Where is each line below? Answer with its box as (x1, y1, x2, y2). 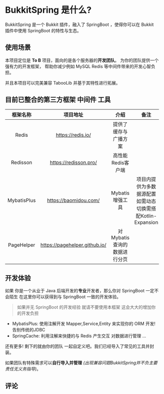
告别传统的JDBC (12, 327, 45, 333)
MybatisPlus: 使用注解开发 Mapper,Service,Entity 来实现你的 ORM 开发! (12, 321, 156, 327)
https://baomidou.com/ (47, 197, 100, 203)
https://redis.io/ (56, 131, 91, 138)
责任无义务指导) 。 (5, 366, 41, 372)
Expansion (134, 219, 159, 225)
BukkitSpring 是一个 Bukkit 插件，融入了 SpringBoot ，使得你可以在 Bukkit (5, 22, 154, 27)
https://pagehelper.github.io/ (41, 241, 106, 248)
